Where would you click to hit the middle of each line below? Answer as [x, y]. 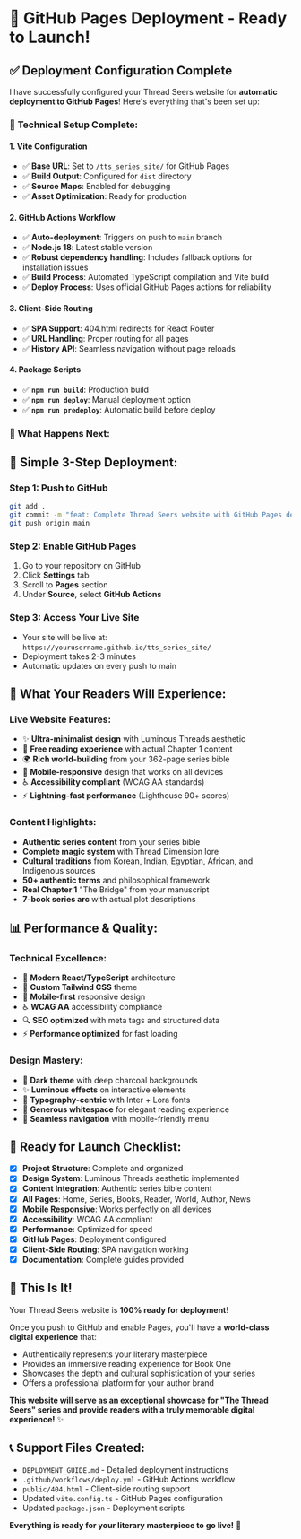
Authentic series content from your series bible [111, 841]
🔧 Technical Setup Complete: [74, 125]
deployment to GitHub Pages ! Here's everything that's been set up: [134, 101]
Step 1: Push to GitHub [59, 488]
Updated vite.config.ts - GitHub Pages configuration [123, 1498]
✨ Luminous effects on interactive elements [104, 1090]
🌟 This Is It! [41, 1288]
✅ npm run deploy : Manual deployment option [106, 399]
